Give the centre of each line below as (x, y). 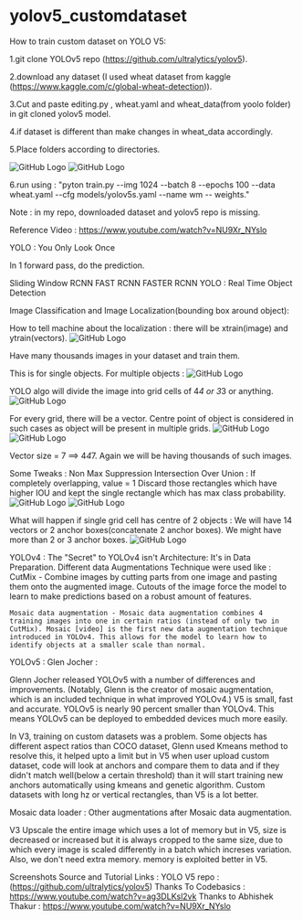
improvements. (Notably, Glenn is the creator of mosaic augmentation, (141, 689)
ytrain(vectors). (38, 337)
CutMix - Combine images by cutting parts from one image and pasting (143, 576)
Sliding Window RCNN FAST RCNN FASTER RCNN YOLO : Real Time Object (151, 283)
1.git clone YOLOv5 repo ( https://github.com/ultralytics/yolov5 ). (129, 59)
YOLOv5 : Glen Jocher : (54, 662)
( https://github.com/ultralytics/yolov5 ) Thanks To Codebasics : (128, 886)
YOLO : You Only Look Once (63, 247)
